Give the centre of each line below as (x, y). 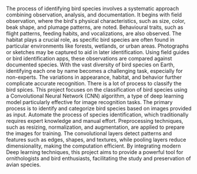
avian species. (24, 165)
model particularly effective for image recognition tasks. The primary (89, 102)
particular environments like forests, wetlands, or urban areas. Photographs (98, 46)
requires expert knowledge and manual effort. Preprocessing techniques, (95, 121)
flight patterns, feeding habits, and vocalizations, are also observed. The (94, 34)
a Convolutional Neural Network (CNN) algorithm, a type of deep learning (95, 96)
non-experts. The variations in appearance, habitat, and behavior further (94, 77)
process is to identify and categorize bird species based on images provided (99, 108)
